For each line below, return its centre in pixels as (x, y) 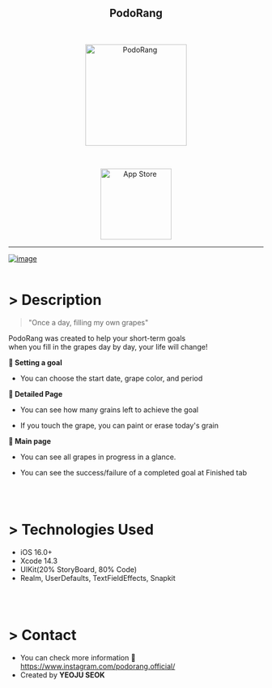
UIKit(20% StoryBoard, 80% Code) (79, 569)
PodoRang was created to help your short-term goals (97, 338)
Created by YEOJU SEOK (62, 675)
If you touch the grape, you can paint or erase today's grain (119, 425)
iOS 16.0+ (36, 552)
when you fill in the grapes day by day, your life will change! (108, 346)
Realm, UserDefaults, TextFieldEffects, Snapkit (98, 578)
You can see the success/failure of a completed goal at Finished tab (133, 472)
